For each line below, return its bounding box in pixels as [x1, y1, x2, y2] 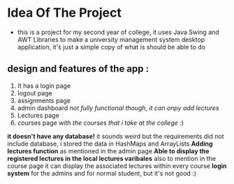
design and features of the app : [7, 63, 149, 75]
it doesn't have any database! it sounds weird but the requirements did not [7, 132, 225, 140]
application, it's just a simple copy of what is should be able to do [17, 43, 206, 51]
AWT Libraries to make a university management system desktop [17, 35, 205, 43]
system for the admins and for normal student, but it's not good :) [7, 169, 197, 177]
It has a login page [17, 82, 71, 90]
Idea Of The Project [7, 5, 122, 21]
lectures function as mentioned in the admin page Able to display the [7, 146, 210, 155]
